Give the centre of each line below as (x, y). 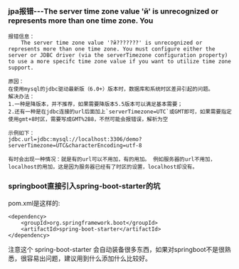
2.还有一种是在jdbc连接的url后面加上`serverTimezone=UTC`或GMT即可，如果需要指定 (120, 112)
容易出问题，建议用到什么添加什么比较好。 (89, 258)
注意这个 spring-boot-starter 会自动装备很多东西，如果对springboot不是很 (116, 249)
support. (21, 68)
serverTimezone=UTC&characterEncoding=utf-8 (75, 146)
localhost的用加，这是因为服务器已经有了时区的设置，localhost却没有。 (103, 167)
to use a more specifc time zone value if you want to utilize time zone (120, 62)
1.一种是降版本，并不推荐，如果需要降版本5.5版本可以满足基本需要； (96, 105)
